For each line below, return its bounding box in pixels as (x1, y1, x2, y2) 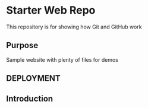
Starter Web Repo (6, 4, 96, 17)
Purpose (6, 40, 39, 50)
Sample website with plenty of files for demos (6, 56, 119, 63)
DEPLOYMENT (6, 74, 61, 84)
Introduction (6, 93, 53, 104)
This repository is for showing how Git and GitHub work (6, 23, 142, 30)
